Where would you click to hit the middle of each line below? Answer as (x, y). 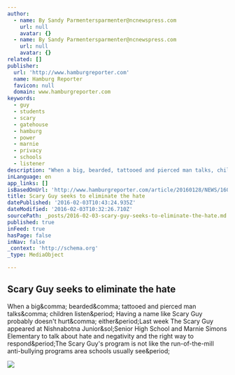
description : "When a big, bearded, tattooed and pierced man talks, (111, 170)
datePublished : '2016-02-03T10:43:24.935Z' (72, 203)
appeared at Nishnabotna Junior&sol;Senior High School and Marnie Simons (117, 328)
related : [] (24, 60)
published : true (31, 222)
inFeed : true (26, 229)
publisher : (23, 66)
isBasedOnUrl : (28, 190)
